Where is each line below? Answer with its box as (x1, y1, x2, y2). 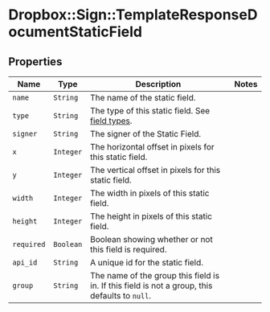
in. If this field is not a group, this (89, 280, 213, 291)
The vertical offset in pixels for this (89, 165, 221, 175)
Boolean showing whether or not (89, 234, 213, 244)
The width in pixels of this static (89, 187, 210, 199)
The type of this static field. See (89, 105, 211, 116)
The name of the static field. (89, 92, 196, 103)
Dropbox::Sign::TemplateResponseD (8, 6, 258, 24)
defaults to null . (89, 290, 151, 301)
